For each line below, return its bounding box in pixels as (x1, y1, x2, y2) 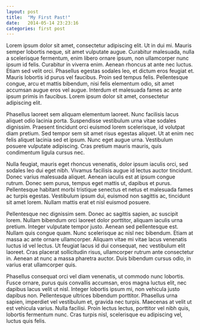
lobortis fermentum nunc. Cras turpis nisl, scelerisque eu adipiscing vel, (6, 311, 183, 318)
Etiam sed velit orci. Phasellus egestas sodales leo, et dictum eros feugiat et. (6, 67, 195, 75)
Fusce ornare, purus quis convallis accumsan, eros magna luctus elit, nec (6, 279, 187, 286)
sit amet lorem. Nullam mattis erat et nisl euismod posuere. (6, 199, 151, 206)
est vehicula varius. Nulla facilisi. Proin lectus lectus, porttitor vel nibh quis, (6, 305, 190, 312)
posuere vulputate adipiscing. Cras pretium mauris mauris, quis (6, 143, 162, 150)
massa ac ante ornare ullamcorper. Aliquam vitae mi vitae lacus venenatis (6, 236, 187, 243)
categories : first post (6, 25, 66, 32)
